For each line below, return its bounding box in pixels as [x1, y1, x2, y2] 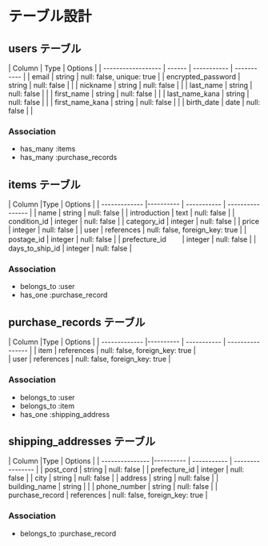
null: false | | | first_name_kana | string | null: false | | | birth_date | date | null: [8, 98, 261, 106]
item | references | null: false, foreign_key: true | [38, 346, 196, 355]
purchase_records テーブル [8, 315, 146, 329]
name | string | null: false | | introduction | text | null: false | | [38, 208, 235, 218]
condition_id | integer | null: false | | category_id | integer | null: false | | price [8, 217, 260, 227]
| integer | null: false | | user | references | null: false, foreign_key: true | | [8, 225, 246, 235]
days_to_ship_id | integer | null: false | [8, 243, 132, 253]
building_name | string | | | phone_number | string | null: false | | [8, 482, 218, 492]
